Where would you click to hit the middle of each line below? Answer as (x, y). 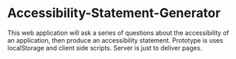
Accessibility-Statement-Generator (114, 13)
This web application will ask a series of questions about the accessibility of (118, 33)
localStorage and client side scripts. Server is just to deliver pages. (105, 48)
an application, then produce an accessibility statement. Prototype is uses (115, 40)
